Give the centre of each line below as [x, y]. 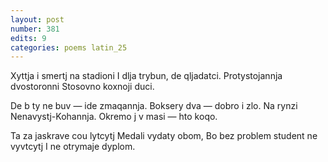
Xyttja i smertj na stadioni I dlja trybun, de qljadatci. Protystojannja [146, 76]
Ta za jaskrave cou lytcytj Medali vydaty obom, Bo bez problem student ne [164, 136]
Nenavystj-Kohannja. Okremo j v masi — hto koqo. [114, 117]
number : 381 [35, 29]
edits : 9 [28, 38]
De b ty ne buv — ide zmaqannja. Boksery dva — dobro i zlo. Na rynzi [154, 106]
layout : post [37, 19]
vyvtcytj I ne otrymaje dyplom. [73, 147]
